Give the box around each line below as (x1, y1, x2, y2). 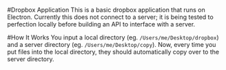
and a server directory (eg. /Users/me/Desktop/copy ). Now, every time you (7, 41, 216, 48)
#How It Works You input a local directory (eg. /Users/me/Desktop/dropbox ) (7, 33, 219, 41)
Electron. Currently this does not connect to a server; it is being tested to (7, 13, 214, 21)
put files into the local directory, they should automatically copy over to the (7, 48, 219, 56)
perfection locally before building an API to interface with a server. (7, 20, 196, 28)
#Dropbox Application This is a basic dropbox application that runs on (7, 6, 205, 14)
